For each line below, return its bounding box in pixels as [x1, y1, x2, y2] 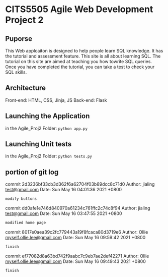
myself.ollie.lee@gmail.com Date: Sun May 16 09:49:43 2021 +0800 [5, 258, 146, 264]
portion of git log [5, 168, 59, 176]
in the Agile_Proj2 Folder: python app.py [5, 125, 88, 131]
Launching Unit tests [5, 140, 72, 148]
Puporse [5, 34, 33, 43]
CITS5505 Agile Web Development [5, 4, 153, 15]
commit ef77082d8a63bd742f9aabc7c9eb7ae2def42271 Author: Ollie [5, 253, 149, 259]
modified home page [5, 220, 46, 226]
